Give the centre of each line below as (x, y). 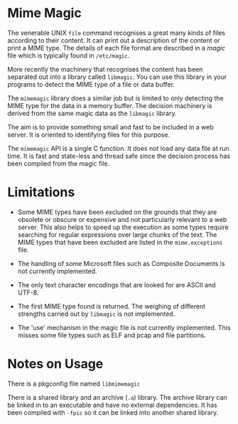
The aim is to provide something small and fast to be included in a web (111, 127)
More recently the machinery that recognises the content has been (105, 69)
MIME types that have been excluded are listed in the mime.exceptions (120, 242)
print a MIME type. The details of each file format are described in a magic (117, 48)
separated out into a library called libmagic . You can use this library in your (117, 77)
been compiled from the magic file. (59, 163)
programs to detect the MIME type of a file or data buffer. (91, 84)
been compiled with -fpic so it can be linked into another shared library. (113, 412)
